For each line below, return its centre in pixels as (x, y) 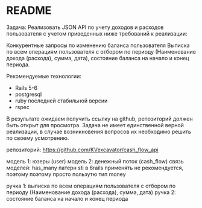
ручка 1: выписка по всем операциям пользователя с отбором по (91, 186)
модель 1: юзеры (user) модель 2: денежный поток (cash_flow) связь (95, 161)
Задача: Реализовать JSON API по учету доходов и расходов (85, 27)
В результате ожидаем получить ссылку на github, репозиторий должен (99, 119)
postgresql (28, 94)
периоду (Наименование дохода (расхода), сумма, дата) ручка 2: (91, 192)
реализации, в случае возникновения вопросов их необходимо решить (99, 131)
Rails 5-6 (26, 87)
